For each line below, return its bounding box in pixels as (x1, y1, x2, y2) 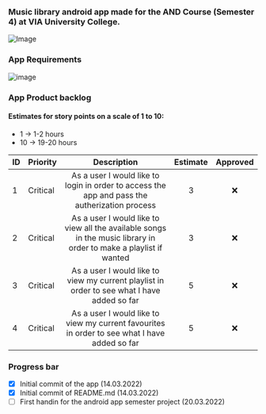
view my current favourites (66, 317, 165, 328)
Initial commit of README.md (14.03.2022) (19, 388, 159, 398)
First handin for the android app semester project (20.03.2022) (19, 397, 226, 407)
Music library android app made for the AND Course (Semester (8, 6, 255, 17)
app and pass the (82, 190, 148, 201)
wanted (101, 252, 130, 263)
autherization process (74, 199, 157, 210)
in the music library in (75, 232, 156, 243)
